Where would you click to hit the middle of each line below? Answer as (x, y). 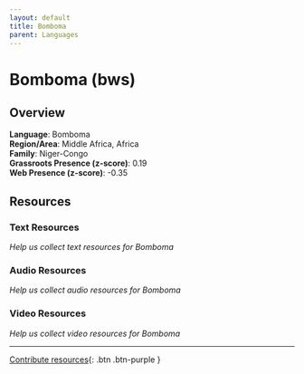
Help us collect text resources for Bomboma (92, 247)
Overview (38, 113)
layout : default (40, 18)
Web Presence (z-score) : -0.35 (69, 173)
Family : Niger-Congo (49, 154)
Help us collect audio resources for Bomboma (95, 290)
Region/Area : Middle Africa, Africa (74, 144)
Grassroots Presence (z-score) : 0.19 (78, 163)
